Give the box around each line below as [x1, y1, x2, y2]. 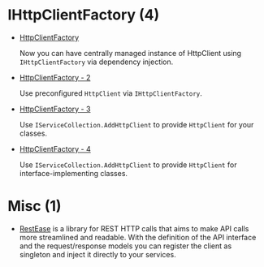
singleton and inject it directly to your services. [19, 249, 176, 259]
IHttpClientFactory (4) [7, 6, 160, 24]
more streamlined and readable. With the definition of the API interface [19, 232, 257, 242]
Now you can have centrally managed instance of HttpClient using [19, 48, 241, 58]
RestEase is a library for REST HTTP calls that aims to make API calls [19, 223, 249, 233]
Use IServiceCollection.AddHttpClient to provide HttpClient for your [19, 119, 254, 129]
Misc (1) [7, 197, 62, 216]
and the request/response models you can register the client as [19, 241, 232, 251]
